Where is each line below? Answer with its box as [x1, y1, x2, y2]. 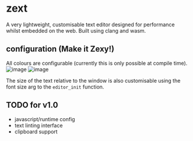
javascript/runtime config [14, 115, 75, 122]
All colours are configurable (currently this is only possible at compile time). [6, 59, 188, 66]
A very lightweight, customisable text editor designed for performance [6, 21, 175, 28]
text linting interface [14, 122, 63, 129]
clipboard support [14, 128, 58, 135]
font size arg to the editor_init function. [6, 83, 104, 90]
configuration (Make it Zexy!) [6, 44, 115, 54]
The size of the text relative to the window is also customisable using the [6, 77, 181, 84]
